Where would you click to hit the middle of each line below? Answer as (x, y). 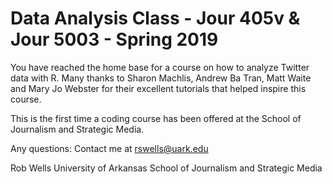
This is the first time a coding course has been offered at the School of (156, 118)
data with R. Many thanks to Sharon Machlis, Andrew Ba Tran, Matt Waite (161, 78)
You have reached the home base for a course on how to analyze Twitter (160, 67)
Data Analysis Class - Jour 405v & (155, 18)
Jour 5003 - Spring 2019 (114, 39)
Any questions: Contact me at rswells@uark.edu (109, 148)
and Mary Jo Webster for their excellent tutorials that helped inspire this (158, 88)
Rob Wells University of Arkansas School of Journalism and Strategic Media (166, 168)
